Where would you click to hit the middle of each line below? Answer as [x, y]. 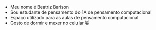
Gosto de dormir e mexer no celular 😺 [50, 23]
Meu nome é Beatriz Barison [40, 7]
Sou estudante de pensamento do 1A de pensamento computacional [81, 12]
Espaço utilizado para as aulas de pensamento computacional [74, 17]
